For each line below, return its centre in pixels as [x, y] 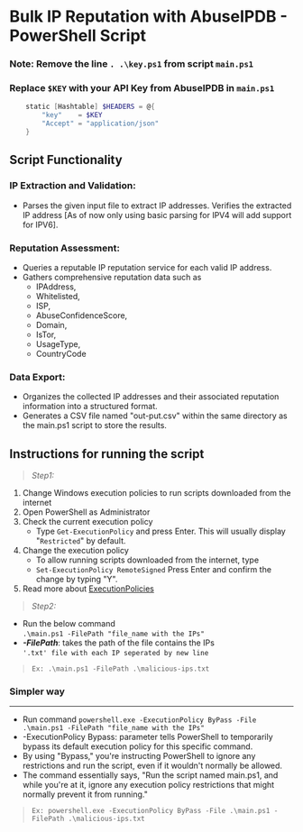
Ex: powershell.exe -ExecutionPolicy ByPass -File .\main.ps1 [151, 811]
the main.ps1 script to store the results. [94, 425]
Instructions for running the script [107, 454]
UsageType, [58, 343]
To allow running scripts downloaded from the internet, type [147, 560]
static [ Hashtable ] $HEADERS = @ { [90, 107]
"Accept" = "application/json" [101, 123]
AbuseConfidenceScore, [82, 315]
